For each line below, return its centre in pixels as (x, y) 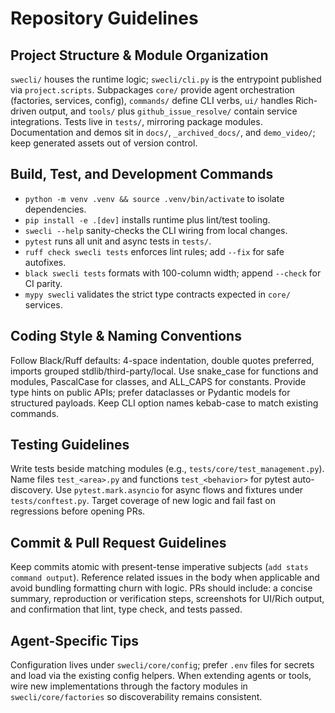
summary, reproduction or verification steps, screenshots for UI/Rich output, (167, 599)
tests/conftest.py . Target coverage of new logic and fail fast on (143, 501)
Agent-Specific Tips (75, 640)
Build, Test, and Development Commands (142, 174)
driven (23, 111)
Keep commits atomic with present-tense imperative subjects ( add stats (159, 567)
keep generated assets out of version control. (104, 143)
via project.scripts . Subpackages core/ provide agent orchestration (152, 90)
